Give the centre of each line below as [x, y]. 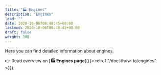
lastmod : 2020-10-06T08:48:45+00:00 [42, 28]
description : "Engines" [29, 14]
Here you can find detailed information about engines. [59, 51]
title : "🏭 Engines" [26, 10]
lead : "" [14, 19]
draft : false [18, 32]
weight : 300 [17, 37]
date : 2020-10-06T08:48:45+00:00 [39, 23]
